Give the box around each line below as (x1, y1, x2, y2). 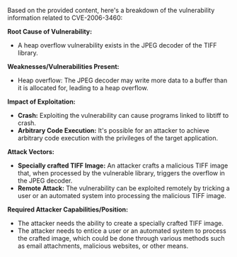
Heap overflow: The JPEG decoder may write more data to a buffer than (17, 76, 228, 84)
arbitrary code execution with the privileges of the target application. (17, 134, 218, 142)
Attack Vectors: (7, 148, 55, 155)
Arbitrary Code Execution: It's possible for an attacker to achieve (17, 126, 210, 134)
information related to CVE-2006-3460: (7, 13, 123, 22)
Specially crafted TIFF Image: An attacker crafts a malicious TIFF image (17, 161, 229, 170)
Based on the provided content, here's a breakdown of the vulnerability (7, 6, 215, 14)
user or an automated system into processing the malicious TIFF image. (17, 192, 226, 199)
